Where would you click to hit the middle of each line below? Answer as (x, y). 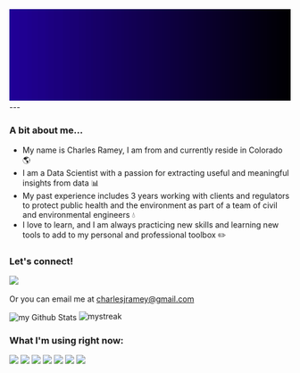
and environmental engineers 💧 (79, 214)
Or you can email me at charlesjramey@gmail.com (102, 299)
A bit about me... (46, 130)
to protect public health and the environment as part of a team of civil (150, 205)
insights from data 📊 (61, 183)
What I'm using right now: (67, 340)
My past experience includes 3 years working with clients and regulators (156, 195)
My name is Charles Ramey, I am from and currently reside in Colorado (152, 150)
